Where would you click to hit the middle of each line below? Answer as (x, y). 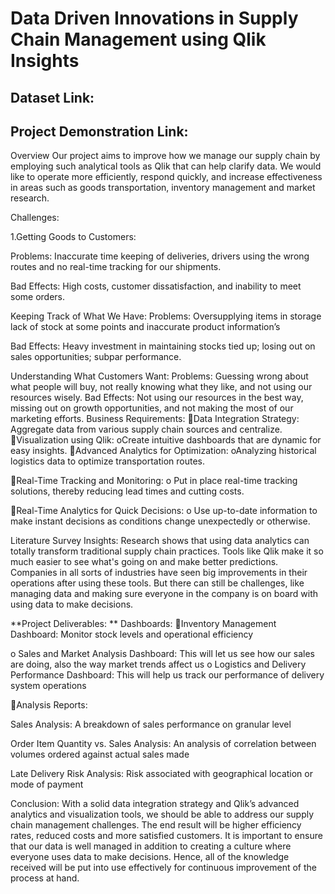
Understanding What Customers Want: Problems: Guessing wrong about (159, 376)
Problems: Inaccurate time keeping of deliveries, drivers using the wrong (160, 256)
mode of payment (47, 784)
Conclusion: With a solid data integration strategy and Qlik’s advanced (155, 804)
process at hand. (45, 878)
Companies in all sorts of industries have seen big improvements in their (159, 573)
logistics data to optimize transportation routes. (107, 461)
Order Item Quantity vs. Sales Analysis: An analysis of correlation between (163, 744)
